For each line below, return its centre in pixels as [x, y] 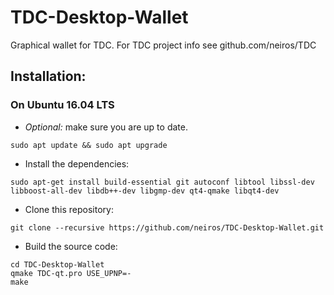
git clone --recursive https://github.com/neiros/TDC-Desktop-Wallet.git [167, 227]
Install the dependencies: [77, 163]
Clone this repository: [69, 209]
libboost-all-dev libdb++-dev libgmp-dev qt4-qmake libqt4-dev [145, 191]
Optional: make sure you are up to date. [106, 127]
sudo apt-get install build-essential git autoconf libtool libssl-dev [162, 182]
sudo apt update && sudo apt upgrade [89, 145]
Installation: [48, 76]
